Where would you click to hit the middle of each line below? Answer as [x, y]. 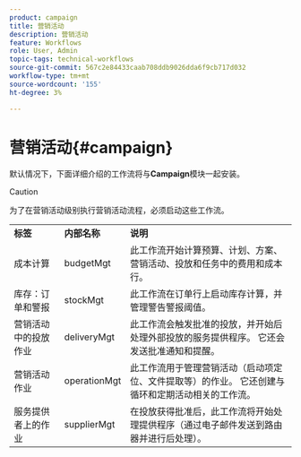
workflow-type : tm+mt [50, 76]
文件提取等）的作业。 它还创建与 [216, 382]
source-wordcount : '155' [56, 84]
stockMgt [84, 300]
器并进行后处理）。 [168, 438]
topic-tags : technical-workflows [72, 59]
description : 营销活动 [49, 34]
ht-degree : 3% [36, 92]
